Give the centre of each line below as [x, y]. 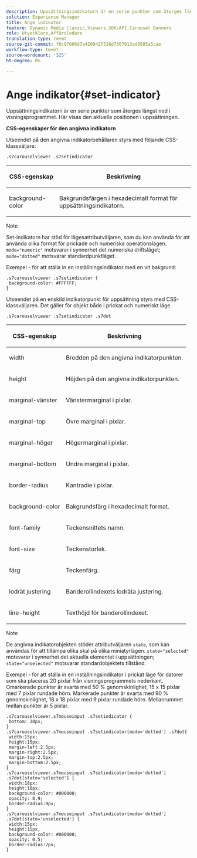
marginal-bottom [33, 464]
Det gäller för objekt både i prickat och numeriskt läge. [106, 306]
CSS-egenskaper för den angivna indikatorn [61, 128]
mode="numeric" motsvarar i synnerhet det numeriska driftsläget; [84, 250]
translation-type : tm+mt [36, 39]
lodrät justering [30, 592]
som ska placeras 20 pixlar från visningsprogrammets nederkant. [85, 681]
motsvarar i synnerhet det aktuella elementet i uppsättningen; [80, 657]
